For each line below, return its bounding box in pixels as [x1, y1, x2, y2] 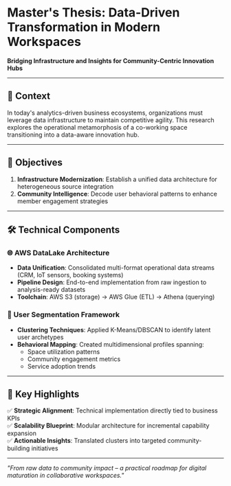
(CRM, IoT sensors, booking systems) [16, 271, 124, 279]
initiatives [31, 444, 58, 452]
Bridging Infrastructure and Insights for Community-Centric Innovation [7, 56, 214, 65]
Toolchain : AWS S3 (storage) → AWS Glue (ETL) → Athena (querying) [16, 293, 215, 301]
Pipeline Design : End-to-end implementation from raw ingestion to [16, 278, 207, 286]
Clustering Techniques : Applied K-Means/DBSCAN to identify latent [16, 325, 211, 334]
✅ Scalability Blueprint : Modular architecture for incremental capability [7, 421, 210, 430]
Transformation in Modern [7, 19, 160, 35]
